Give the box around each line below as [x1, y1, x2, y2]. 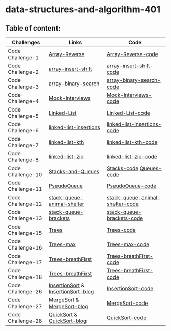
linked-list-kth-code [106, 139, 158, 146]
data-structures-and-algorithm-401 [5, 4, 161, 15]
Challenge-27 [8, 303, 42, 310]
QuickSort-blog [48, 317, 87, 324]
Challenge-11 [8, 186, 42, 192]
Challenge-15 [8, 230, 42, 236]
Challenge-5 [8, 113, 39, 119]
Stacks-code [106, 164, 139, 172]
